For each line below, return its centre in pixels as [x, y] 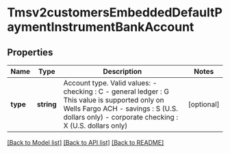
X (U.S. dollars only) [95, 126]
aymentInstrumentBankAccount [101, 27]
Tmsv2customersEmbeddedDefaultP [115, 13]
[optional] [204, 104]
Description [123, 71]
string [47, 104]
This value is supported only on [114, 100]
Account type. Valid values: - [110, 83]
